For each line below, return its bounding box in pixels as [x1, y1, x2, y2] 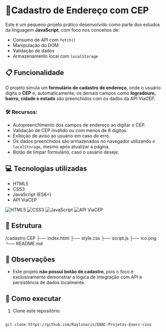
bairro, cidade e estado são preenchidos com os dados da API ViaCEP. [5, 95, 156, 101]
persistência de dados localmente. [12, 279, 85, 286]
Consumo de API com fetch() [12, 37, 76, 43]
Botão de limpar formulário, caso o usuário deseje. [12, 149, 120, 155]
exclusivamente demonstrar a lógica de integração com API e [12, 274, 142, 280]
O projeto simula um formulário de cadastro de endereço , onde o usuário [5, 84, 161, 91]
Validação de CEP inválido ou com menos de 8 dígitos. [12, 127, 128, 134]
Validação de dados [12, 47, 55, 54]
